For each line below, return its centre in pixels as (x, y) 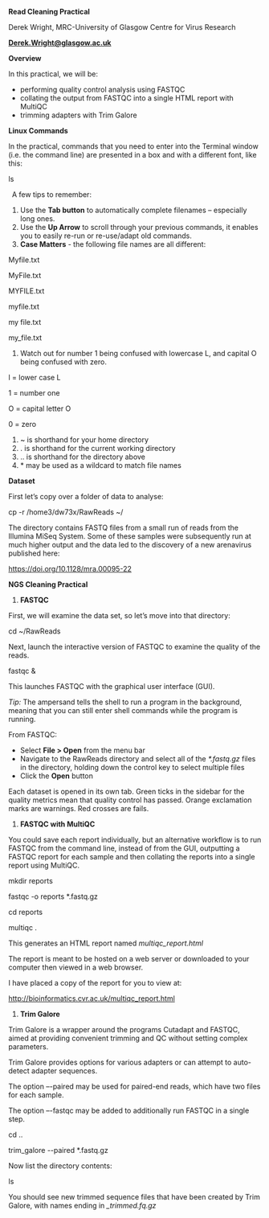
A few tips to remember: (52, 195)
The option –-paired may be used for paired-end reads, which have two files (134, 1086)
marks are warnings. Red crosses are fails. (79, 808)
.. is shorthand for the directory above (83, 457)
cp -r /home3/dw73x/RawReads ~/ (66, 512)
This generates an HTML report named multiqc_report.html (106, 943)
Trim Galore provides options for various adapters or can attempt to (120, 1062)
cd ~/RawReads (35, 631)
